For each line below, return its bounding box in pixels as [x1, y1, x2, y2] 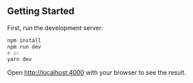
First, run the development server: [7, 23, 104, 32]
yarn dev [7, 56, 32, 63]
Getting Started [7, 5, 75, 17]
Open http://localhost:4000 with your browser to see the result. [7, 69, 187, 77]
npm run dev [7, 43, 41, 50]
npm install [7, 37, 41, 44]
